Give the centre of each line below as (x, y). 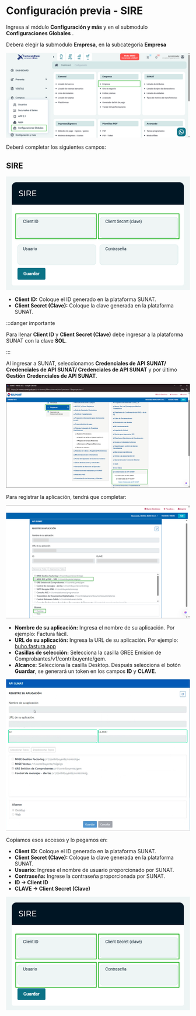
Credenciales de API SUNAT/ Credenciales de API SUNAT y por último (92, 370)
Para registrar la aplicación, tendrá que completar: (66, 497)
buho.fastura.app (35, 646)
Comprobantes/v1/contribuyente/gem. (60, 659)
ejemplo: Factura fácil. (41, 634)
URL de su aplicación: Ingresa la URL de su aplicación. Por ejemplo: (96, 640)
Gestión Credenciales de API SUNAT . (52, 376)
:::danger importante (31, 323)
